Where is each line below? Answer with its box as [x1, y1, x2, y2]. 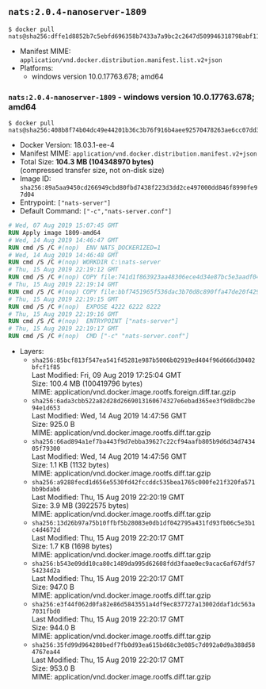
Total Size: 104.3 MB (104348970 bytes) [19, 157, 154, 167]
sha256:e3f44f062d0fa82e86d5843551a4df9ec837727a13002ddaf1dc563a [31, 601, 256, 609]
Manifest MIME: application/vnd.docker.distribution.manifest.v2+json [19, 148, 257, 158]
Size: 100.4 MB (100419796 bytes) [31, 379, 143, 388]
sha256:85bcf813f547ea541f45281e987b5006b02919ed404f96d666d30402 [31, 356, 256, 364]
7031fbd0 [31, 607, 61, 616]
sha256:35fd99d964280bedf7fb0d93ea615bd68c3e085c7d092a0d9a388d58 [31, 641, 256, 649]
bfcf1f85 [31, 364, 61, 371]
